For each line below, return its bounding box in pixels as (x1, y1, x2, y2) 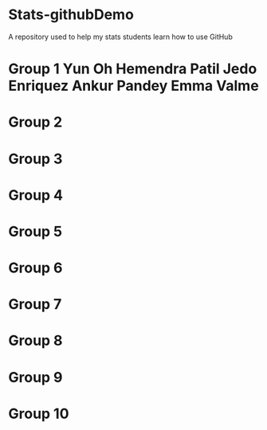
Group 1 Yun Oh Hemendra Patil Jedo (8, 60, 257, 78)
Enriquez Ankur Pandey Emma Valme (8, 77, 259, 95)
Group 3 (8, 150, 63, 168)
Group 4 (8, 186, 64, 204)
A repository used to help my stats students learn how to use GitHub (8, 32, 233, 41)
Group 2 (8, 113, 63, 131)
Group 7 (8, 295, 62, 314)
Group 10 (8, 405, 69, 423)
